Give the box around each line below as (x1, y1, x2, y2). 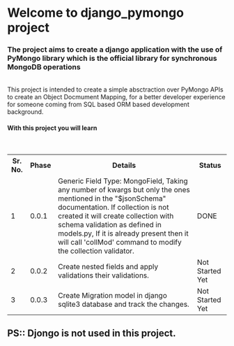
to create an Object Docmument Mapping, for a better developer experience (7, 93, 226, 101)
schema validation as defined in (58, 219, 162, 229)
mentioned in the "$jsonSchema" (58, 194, 166, 203)
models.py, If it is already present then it (58, 229, 189, 238)
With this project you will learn (7, 124, 97, 132)
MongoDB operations (7, 62, 81, 72)
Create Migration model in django (58, 290, 167, 300)
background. (7, 108, 44, 116)
